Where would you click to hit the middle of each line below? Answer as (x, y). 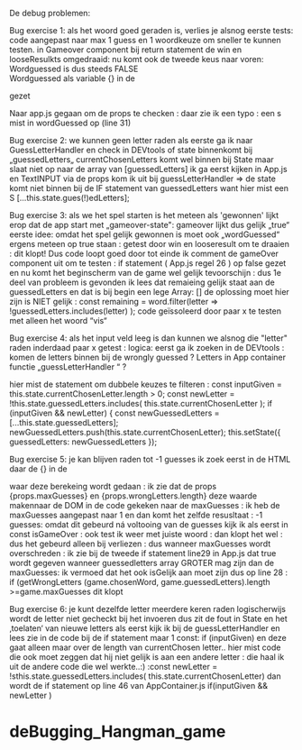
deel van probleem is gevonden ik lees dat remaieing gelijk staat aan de (142, 282)
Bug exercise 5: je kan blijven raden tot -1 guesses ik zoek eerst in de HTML (150, 459)
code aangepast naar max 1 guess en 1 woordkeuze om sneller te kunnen (145, 40)
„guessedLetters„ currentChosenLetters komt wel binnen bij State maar (142, 160)
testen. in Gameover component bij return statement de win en (126, 50)
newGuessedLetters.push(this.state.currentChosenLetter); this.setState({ (145, 432)
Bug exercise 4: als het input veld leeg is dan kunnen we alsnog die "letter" (149, 338)
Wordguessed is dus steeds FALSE (74, 69)
